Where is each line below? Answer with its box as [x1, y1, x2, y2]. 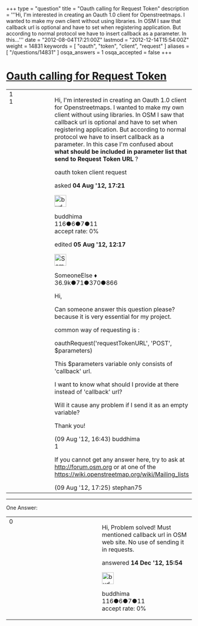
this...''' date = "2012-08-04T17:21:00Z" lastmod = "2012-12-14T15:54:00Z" [6, 37, 190, 43]
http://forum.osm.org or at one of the [54, 463, 156, 471]
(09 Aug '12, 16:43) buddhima [54, 434, 140, 443]
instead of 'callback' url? [54, 387, 123, 396]
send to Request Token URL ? [54, 154, 138, 163]
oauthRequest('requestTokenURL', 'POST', [54, 339, 172, 347]
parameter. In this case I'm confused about [54, 140, 174, 148]
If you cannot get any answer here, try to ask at [54, 455, 185, 463]
